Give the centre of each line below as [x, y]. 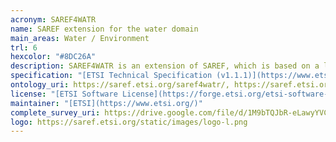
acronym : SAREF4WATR [53, 19]
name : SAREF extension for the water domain [104, 29]
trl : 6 [24, 47]
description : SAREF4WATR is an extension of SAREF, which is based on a [165, 66]
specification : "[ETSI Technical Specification [111, 76]
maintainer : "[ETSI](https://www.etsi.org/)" [106, 103]
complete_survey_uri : [55, 112]
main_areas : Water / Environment [80, 38]
